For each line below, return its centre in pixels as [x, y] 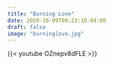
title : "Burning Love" [41, 14]
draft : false [27, 27]
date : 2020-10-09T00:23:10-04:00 [57, 20]
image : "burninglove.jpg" [45, 34]
